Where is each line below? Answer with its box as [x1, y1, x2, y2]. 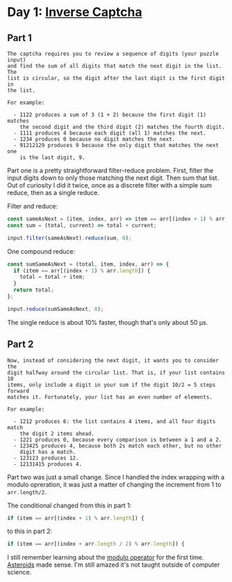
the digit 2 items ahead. [19, 430, 95, 437]
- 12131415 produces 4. [13, 461, 82, 468]
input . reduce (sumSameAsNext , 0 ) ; [7, 305, 104, 312]
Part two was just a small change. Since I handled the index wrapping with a [7, 473, 225, 481]
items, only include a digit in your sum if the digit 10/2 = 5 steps [7, 381, 216, 388]
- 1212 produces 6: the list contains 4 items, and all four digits [13, 418, 216, 425]
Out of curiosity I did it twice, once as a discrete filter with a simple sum [7, 181, 213, 189]
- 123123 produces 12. [13, 454, 79, 461]
